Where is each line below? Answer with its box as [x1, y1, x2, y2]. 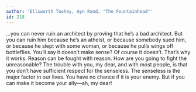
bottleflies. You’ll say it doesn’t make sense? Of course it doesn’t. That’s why [6, 48, 191, 55]
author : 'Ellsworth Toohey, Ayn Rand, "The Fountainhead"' [6, 8, 153, 15]
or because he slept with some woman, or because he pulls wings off [6, 42, 174, 49]
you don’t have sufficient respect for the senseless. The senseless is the [6, 67, 181, 74]
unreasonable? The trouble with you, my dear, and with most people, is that [6, 61, 188, 68]
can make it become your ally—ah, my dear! [6, 79, 112, 86]
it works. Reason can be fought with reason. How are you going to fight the [6, 55, 187, 62]
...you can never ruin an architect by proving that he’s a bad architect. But [6, 30, 183, 37]
